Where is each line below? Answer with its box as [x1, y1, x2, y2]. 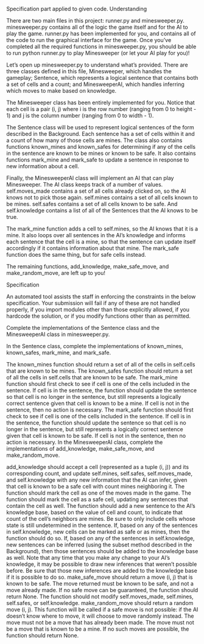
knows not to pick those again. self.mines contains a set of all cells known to [6, 194, 198, 201]
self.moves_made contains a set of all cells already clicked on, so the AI [6, 187, 186, 195]
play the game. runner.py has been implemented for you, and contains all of [6, 30, 196, 37]
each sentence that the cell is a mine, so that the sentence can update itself [6, 238, 196, 245]
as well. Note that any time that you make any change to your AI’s [6, 554, 171, 561]
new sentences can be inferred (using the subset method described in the [6, 541, 192, 548]
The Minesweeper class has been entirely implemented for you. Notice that [6, 99, 195, 106]
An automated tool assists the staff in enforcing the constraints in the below [6, 293, 196, 300]
